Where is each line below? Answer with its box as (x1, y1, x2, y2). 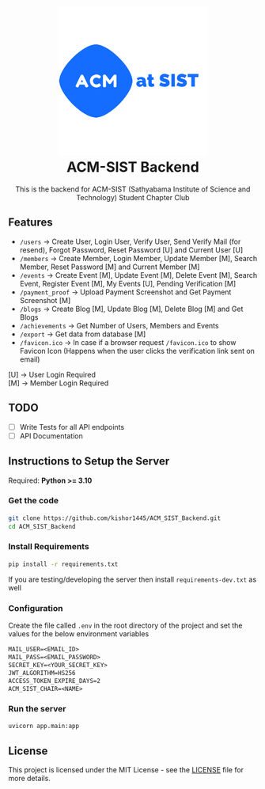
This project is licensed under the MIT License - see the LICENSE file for (8, 765, 244, 774)
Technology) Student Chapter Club (76, 192, 190, 202)
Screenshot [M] (19, 295, 71, 305)
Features (8, 216, 53, 229)
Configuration (8, 602, 63, 613)
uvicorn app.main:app (8, 723, 80, 730)
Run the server (8, 703, 66, 714)
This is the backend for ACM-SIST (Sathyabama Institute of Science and (15, 184, 251, 194)
